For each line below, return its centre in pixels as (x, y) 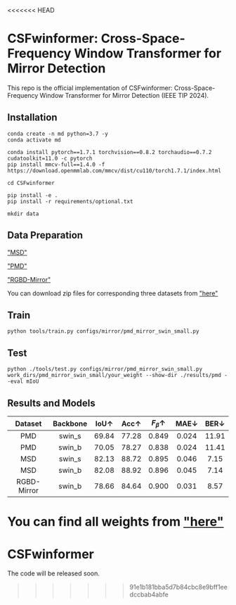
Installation (32, 118)
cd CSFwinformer (31, 183)
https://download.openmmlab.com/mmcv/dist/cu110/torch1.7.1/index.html (114, 171)
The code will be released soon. (54, 573)
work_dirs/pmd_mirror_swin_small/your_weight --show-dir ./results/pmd (114, 376)
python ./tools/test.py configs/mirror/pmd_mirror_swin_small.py (105, 369)
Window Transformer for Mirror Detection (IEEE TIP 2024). (124, 95)
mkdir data (23, 214)
